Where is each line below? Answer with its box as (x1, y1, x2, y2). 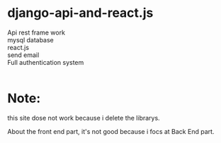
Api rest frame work (7, 28, 66, 37)
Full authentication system (7, 58, 84, 66)
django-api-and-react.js (7, 5, 154, 21)
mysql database (7, 35, 55, 44)
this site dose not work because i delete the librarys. (7, 113, 161, 122)
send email (7, 51, 40, 59)
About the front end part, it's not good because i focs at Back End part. (7, 127, 215, 135)
